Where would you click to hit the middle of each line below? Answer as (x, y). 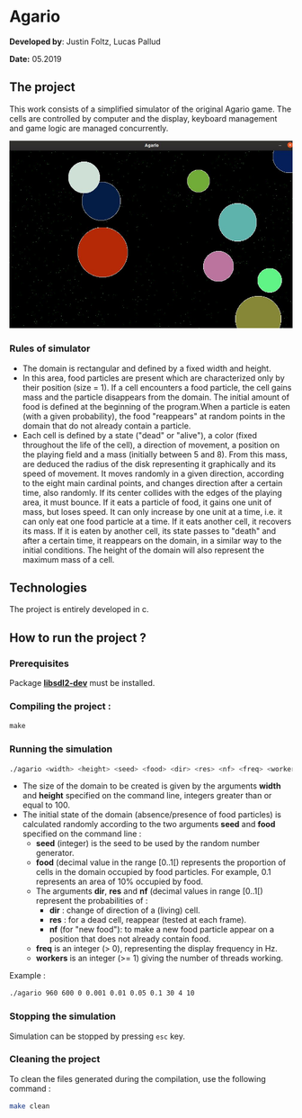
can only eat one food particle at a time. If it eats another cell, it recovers (157, 521)
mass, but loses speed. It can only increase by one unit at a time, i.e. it (152, 511)
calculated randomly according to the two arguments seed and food (149, 825)
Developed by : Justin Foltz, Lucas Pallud (85, 41)
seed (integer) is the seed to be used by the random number (148, 843)
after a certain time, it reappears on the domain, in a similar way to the (152, 540)
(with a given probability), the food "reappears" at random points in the (154, 416)
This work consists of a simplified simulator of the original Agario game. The (151, 109)
